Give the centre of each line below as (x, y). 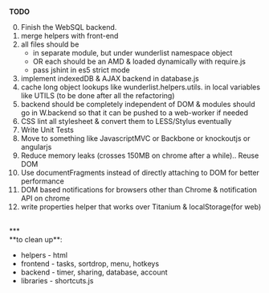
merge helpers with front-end (69, 36)
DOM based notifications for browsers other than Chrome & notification (139, 190)
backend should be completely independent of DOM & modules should (138, 104)
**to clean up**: (36, 239)
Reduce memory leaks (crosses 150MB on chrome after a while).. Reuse (140, 155)
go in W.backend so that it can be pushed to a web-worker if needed (134, 113)
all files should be (50, 44)
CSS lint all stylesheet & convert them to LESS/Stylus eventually (126, 121)
